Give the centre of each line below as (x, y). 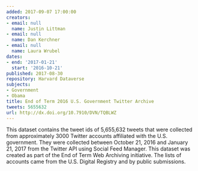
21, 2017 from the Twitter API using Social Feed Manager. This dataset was (98, 149)
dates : (14, 57)
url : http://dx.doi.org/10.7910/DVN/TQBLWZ (61, 113)
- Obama (16, 96)
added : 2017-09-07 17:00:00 (41, 12)
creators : (19, 17)
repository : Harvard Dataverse (45, 79)
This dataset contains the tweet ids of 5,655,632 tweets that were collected (100, 129)
